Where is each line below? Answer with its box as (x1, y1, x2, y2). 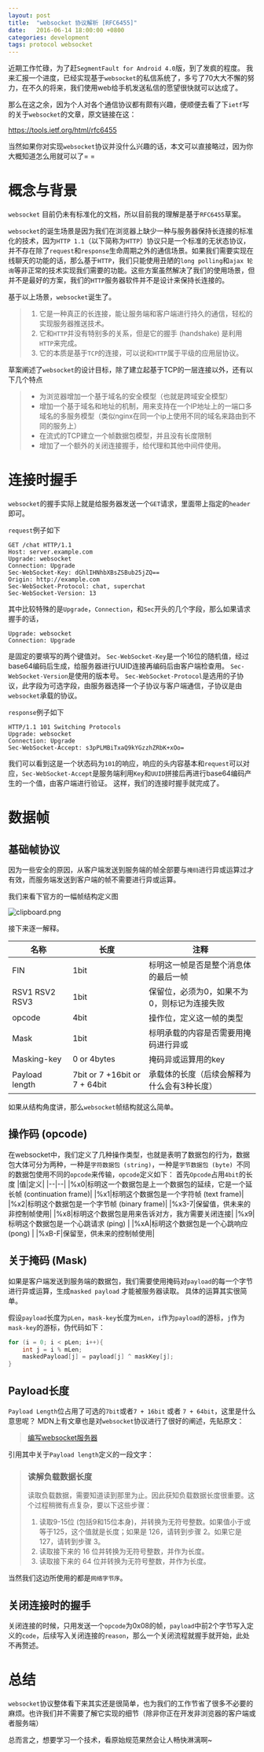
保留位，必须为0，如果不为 (148, 986, 249, 997)
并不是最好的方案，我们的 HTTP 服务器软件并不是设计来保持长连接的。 (8, 276, 229, 285)
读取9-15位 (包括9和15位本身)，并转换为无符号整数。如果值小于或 (38, 1517, 251, 1527)
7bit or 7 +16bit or (72, 1069, 141, 1080)
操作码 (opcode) (8, 1128, 88, 1141)
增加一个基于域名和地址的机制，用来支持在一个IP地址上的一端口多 (38, 402, 253, 411)
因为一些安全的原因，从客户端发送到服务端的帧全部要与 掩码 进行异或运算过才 (8, 865, 254, 874)
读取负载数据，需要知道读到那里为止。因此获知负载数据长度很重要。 (27, 1491, 248, 1500)
